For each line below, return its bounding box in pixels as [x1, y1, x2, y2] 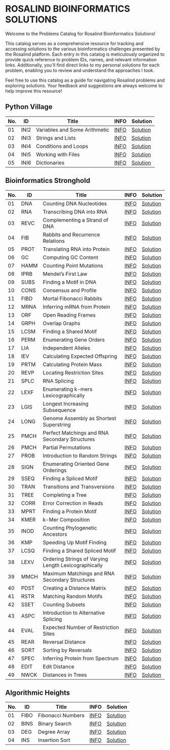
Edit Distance [42, 663, 74, 670]
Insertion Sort [37, 737, 71, 744]
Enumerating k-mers [42, 386, 93, 393]
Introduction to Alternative [42, 609, 105, 616]
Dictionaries [36, 159, 65, 166]
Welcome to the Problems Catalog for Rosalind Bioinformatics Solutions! [5, 30, 156, 36]
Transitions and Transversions [42, 483, 115, 490]
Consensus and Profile [42, 287, 97, 294]
